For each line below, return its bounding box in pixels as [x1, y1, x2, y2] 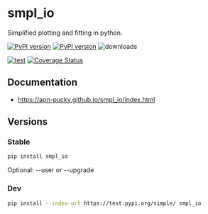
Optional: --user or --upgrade [7, 166, 94, 174]
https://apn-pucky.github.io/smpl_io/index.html [17, 95, 155, 103]
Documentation [7, 77, 78, 89]
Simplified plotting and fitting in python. [7, 28, 123, 37]
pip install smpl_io [7, 153, 69, 160]
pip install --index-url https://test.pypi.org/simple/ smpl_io [7, 200, 202, 207]
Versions [7, 116, 48, 128]
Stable [7, 137, 31, 147]
